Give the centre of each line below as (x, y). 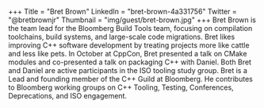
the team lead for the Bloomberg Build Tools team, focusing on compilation (130, 28)
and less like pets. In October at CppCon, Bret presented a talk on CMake (128, 54)
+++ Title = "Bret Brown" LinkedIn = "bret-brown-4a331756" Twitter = (122, 12)
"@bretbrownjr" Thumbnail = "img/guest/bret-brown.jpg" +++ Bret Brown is (132, 20)
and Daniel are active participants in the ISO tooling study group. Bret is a (128, 70)
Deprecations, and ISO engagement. (67, 96)
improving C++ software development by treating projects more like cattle (129, 45)
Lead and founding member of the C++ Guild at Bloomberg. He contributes (131, 79)
